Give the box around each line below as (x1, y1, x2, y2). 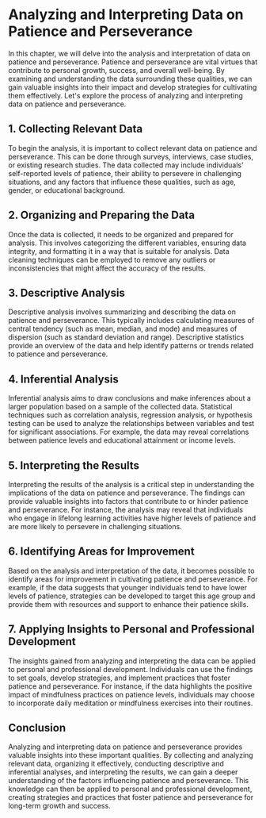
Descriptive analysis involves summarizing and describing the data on (8, 307, 236, 317)
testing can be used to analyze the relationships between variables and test (8, 419, 255, 428)
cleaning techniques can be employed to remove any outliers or (8, 255, 216, 264)
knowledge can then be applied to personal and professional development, (8, 784, 253, 794)
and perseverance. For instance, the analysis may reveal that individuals (8, 505, 244, 514)
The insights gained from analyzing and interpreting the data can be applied (8, 656, 256, 666)
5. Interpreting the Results (8, 459, 140, 472)
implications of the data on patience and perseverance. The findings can (8, 488, 245, 497)
